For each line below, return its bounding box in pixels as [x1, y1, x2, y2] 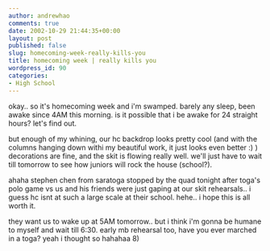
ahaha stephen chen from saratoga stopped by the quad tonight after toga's [8, 175, 260, 185]
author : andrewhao [8, 11, 70, 20]
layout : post [8, 34, 52, 43]
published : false [8, 42, 67, 50]
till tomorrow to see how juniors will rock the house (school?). [8, 159, 213, 169]
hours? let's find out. [8, 118, 77, 128]
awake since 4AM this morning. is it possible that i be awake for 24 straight [8, 109, 258, 119]
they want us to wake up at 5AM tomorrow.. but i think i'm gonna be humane [8, 216, 262, 226]
